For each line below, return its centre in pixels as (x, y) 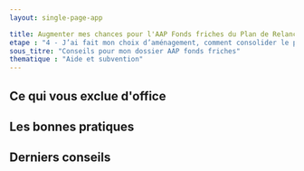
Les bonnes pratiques (72, 126)
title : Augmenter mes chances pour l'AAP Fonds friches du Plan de (139, 34)
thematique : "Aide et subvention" (76, 60)
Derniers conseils (60, 158)
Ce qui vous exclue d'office (88, 96)
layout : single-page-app (56, 18)
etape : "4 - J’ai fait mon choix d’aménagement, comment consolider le (149, 43)
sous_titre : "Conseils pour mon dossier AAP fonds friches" (125, 51)
